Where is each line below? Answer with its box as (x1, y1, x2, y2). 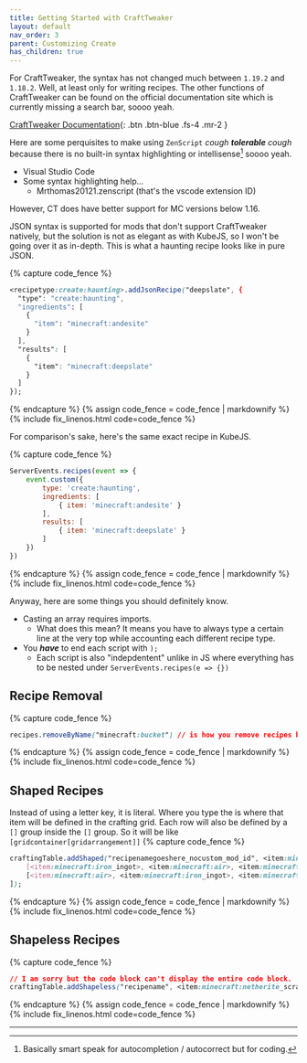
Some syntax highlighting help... (22, 175, 144, 186)
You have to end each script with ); (22, 642, 158, 654)
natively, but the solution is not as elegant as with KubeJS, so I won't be (9, 230, 280, 241)
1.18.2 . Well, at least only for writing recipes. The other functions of (9, 82, 265, 93)
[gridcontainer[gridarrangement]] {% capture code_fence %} (9, 836, 245, 847)
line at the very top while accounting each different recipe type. (36, 632, 276, 643)
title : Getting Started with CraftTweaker (9, 13, 174, 23)
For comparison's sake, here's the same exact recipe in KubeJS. (9, 431, 251, 442)
